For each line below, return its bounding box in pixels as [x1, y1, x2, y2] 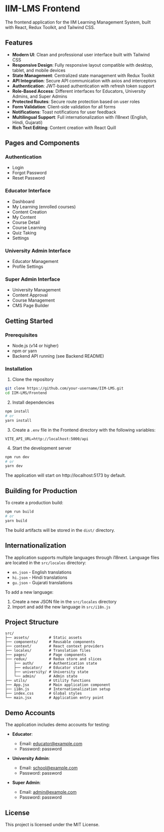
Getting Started [5, 317, 53, 325]
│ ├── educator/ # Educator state [5, 665, 84, 670]
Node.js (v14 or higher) [12, 343, 59, 349]
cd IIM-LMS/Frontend [5, 390, 47, 395]
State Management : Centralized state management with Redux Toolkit [12, 72, 155, 78]
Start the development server [12, 445, 72, 451]
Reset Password [12, 175, 45, 181]
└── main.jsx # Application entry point [5, 695, 104, 701]
